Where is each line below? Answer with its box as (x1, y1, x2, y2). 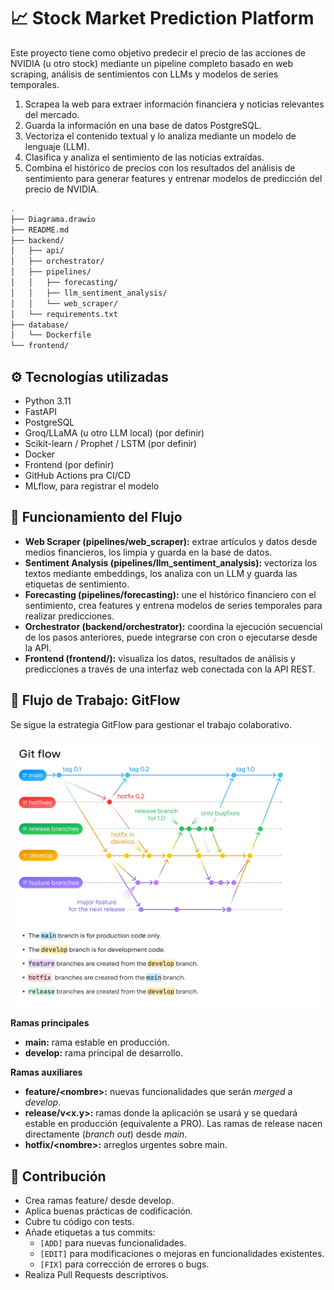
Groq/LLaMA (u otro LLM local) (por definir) (24, 427, 205, 439)
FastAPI (24, 406, 57, 417)
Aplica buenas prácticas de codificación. (24, 1205, 193, 1217)
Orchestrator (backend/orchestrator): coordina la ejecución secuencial (24, 620, 323, 632)
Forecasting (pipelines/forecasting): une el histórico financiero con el (24, 588, 317, 600)
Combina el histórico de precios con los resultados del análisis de (24, 161, 296, 174)
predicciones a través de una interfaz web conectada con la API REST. (24, 663, 316, 675)
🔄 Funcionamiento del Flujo (10, 509, 183, 526)
